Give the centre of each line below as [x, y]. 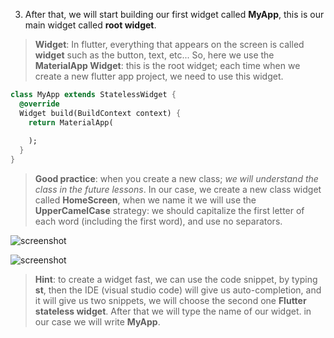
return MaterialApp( [71, 122]
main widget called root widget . [90, 25]
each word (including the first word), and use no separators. [158, 221]
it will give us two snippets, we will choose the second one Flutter [170, 300]
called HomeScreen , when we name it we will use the [145, 200]
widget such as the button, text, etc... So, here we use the [154, 55]
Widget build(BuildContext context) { [100, 113]
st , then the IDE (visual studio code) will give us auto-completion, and [178, 290]
